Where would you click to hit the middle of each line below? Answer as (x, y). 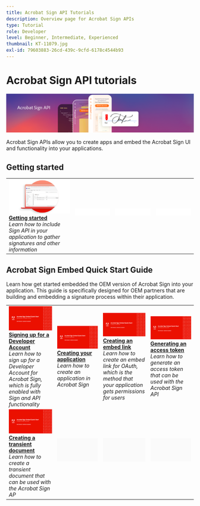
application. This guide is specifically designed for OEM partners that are (96, 291)
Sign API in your (28, 230)
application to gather (35, 237)
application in (74, 379)
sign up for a (24, 360)
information (23, 249)
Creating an (118, 341)
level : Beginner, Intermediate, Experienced (62, 38)
